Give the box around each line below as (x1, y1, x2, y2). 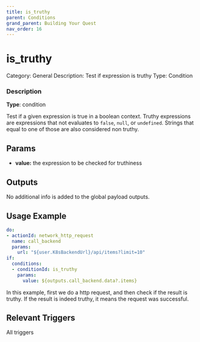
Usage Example (6, 211, 67, 221)
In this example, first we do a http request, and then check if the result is (6, 289, 188, 296)
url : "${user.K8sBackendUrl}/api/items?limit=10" (17, 250, 146, 256)
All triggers (6, 329, 34, 336)
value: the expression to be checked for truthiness (15, 159, 142, 167)
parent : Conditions (6, 15, 56, 21)
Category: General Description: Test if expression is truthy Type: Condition (6, 72, 193, 80)
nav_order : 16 (6, 26, 43, 32)
